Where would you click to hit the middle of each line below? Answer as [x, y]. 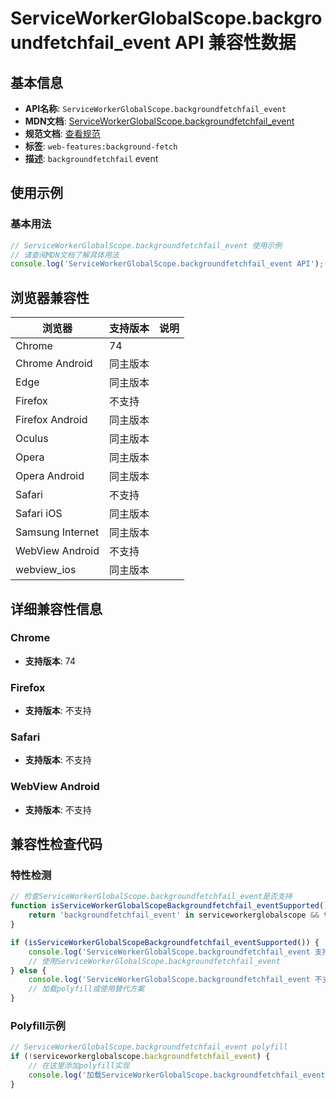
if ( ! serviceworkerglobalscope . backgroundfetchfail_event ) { [140, 1057]
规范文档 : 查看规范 [62, 133]
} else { [28, 970]
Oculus [32, 439]
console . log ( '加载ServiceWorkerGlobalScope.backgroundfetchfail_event [177, 1075]
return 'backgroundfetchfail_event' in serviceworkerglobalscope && [174, 915]
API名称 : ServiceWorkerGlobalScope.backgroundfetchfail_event [155, 108]
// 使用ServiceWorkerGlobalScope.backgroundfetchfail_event [154, 961]
